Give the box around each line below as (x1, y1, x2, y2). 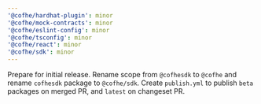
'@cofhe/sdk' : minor (7, 48, 75, 56)
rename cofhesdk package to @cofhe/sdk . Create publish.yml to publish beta (7, 78, 253, 87)
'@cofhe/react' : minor (7, 41, 82, 49)
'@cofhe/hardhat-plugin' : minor (7, 11, 113, 20)
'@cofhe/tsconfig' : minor (7, 33, 92, 42)
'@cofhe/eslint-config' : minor (7, 26, 110, 34)
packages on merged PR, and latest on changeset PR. (7, 87, 186, 95)
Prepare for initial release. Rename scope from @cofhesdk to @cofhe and (7, 70, 237, 79)
